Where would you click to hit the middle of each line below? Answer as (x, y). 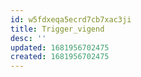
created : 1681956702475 (60, 57)
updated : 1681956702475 (60, 47)
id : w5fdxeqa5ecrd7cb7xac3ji (71, 19)
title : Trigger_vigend (57, 29)
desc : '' (28, 38)
